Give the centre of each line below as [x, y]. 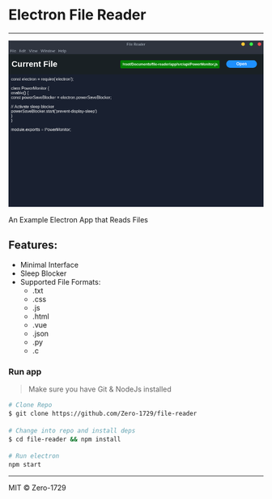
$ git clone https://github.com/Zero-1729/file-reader [103, 414]
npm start [25, 465]
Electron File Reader [77, 15]
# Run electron [34, 456]
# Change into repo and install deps [72, 430]
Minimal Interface [49, 264]
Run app [25, 371]
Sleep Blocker [43, 273]
